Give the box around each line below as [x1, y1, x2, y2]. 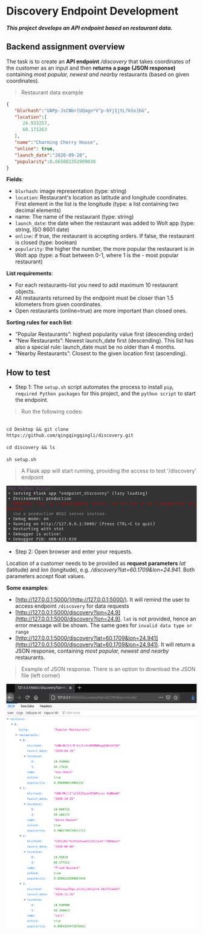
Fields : [6, 176, 24, 183]
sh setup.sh [6, 457, 36, 463]
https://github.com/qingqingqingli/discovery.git [6, 433, 134, 439]
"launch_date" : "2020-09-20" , [14, 152, 88, 158]
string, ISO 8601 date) [14, 226, 69, 233]
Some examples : [6, 584, 50, 591]
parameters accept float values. [6, 573, 86, 580]
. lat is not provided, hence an [120, 615, 196, 623]
